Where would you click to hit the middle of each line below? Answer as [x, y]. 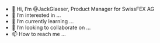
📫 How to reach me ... [39, 34]
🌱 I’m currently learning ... [43, 21]
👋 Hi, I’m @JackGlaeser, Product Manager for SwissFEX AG [83, 9]
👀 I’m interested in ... [36, 15]
